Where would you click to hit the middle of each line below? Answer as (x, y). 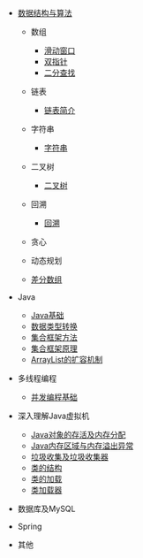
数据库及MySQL (46, 508)
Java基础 (47, 315)
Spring (30, 526)
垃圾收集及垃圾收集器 (69, 457)
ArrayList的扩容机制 (67, 359)
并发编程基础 (54, 397)
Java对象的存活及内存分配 (78, 435)
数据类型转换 (54, 326)
